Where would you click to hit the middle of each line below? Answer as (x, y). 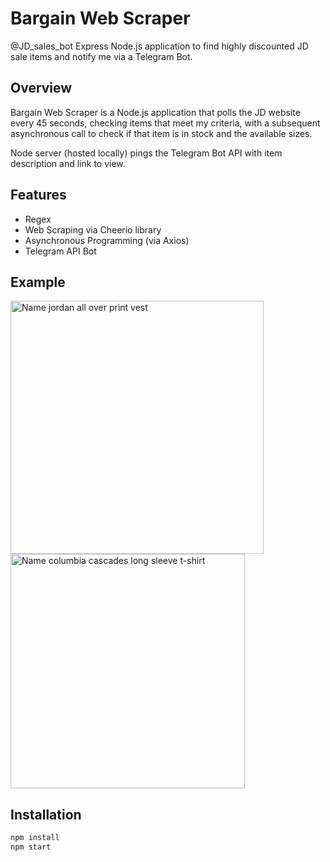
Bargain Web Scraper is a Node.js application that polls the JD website (155, 112)
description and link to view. (68, 163)
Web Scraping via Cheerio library (93, 229)
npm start (31, 847)
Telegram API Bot (60, 251)
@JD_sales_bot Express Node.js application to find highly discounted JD (159, 46)
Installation (46, 814)
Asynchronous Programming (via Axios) (107, 240)
